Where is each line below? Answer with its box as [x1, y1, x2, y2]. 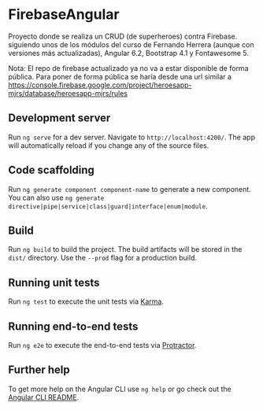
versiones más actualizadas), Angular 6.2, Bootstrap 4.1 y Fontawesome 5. [8, 48, 250, 57]
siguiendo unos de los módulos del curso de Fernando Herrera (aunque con [8, 39, 254, 49]
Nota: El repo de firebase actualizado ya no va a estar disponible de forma [8, 63, 249, 72]
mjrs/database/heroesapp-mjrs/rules [8, 88, 128, 98]
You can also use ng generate [8, 193, 105, 202]
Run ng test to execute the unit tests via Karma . [8, 297, 164, 306]
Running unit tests [8, 275, 100, 289]
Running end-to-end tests [8, 320, 139, 333]
